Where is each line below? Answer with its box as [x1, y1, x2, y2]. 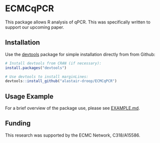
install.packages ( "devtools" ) [5, 65, 67, 70]
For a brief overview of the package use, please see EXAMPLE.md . [5, 105, 140, 111]
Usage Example [5, 92, 54, 101]
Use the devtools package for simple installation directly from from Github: [5, 51, 156, 57]
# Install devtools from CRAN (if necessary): [5, 61, 102, 66]
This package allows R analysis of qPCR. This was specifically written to [5, 19, 151, 25]
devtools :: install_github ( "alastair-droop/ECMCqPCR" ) [5, 79, 117, 83]
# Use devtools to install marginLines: [5, 74, 89, 79]
